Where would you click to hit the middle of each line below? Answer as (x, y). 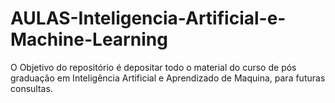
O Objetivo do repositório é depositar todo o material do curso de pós (153, 67)
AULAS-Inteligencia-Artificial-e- (148, 18)
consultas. (31, 88)
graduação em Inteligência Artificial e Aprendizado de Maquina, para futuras (168, 78)
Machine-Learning (89, 39)
